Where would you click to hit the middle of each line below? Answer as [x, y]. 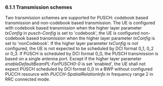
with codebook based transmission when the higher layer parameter [73, 28]
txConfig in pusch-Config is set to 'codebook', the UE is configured [72, 33]
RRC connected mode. [27, 79]
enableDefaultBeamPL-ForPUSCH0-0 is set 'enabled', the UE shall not [75, 64]
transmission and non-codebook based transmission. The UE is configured [80, 23]
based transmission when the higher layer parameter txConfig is [91, 38]
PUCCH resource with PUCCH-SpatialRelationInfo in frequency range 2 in [79, 74]
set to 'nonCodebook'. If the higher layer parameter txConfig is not [72, 43]
